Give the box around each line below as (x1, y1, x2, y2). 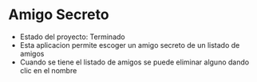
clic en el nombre (19, 65, 77, 75)
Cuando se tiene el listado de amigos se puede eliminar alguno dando (19, 57, 250, 67)
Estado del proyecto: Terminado (19, 32, 125, 41)
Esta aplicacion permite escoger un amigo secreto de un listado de (19, 40, 240, 49)
